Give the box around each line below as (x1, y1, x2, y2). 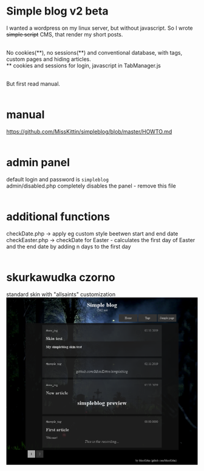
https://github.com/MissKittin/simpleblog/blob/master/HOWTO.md (6, 127, 172, 135)
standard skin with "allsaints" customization (6, 290, 116, 298)
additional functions (6, 210, 110, 223)
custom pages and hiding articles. (6, 55, 91, 63)
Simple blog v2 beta (6, 4, 109, 18)
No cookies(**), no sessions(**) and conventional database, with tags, (6, 49, 183, 56)
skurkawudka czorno (6, 270, 115, 284)
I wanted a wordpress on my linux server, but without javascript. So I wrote (6, 24, 193, 32)
